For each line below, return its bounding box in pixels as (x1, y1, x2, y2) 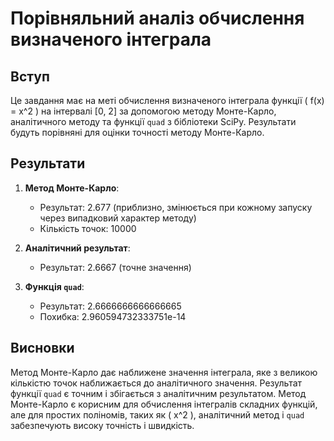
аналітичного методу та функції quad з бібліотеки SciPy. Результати (10, 116, 297, 127)
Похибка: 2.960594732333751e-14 (39, 310, 187, 322)
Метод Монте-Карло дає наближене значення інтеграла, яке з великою (10, 366, 318, 378)
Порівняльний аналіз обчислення (10, 7, 305, 30)
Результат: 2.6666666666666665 (39, 300, 182, 312)
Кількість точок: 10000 (39, 222, 137, 234)
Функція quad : (24, 280, 85, 292)
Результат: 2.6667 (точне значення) (39, 261, 192, 273)
